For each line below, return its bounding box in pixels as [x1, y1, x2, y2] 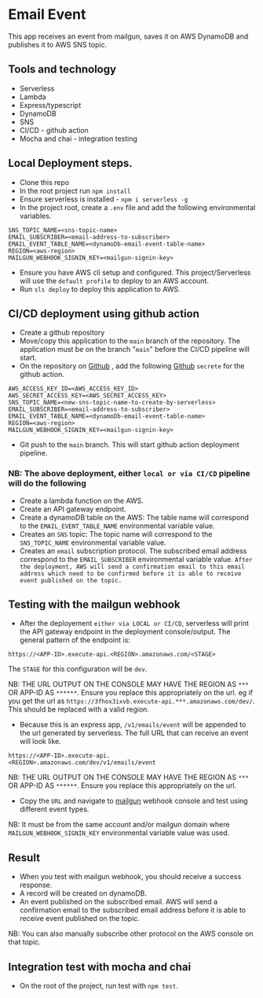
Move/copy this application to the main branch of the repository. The [19, 336, 241, 346]
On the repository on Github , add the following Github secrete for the [19, 361, 245, 371]
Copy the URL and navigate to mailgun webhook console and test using [19, 797, 249, 806]
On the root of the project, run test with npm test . [19, 981, 178, 991]
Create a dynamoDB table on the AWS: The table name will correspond [19, 512, 250, 522]
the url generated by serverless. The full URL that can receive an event [19, 728, 249, 737]
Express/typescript [19, 100, 82, 109]
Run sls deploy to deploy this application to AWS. [19, 284, 181, 294]
